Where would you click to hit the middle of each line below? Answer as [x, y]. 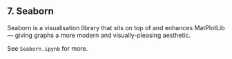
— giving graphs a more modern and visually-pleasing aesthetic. [99, 35]
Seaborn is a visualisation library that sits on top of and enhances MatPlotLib [116, 27]
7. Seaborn [30, 11]
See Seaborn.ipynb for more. [48, 48]
